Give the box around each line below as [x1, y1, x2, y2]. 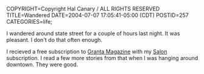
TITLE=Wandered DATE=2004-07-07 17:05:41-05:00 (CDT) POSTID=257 [6, 12, 189, 19]
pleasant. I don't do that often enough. [6, 36, 102, 43]
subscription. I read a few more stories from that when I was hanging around [6, 55, 199, 61]
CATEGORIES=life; [6, 18, 53, 25]
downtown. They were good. [6, 61, 79, 68]
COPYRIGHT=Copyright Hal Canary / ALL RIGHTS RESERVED [6, 5, 160, 12]
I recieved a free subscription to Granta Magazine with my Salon [6, 48, 167, 55]
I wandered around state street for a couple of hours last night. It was [6, 30, 180, 37]
